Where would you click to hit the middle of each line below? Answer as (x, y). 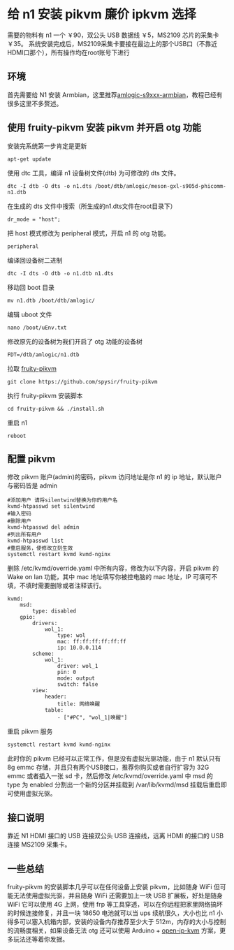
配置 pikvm (31, 459)
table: (54, 710)
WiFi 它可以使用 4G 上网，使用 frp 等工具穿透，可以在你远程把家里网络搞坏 (115, 904)
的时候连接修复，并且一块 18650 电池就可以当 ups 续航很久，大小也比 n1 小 (115, 913)
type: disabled (54, 611)
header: (56, 697)
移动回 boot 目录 (31, 287)
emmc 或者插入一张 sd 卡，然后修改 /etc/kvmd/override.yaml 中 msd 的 (110, 776)
